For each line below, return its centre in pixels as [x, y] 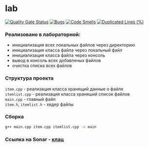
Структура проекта [29, 78]
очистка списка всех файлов [42, 65]
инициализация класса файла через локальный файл [67, 50]
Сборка [15, 117]
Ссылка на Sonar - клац [34, 139]
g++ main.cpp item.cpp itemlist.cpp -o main [51, 127]
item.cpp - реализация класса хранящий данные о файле [64, 89]
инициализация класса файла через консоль [58, 55]
